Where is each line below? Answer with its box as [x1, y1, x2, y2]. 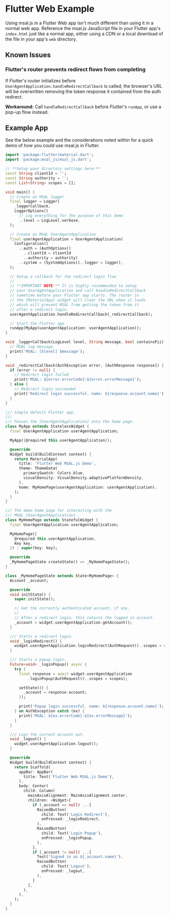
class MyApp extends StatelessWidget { [5, 424, 90, 429]
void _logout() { [10, 737, 47, 742]
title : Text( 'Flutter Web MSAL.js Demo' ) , [23, 774, 114, 779]
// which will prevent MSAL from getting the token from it [10, 302, 139, 307]
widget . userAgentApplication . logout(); [14, 741, 99, 746]
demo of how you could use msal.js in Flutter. [5, 143, 100, 149]
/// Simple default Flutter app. [5, 410, 76, 415]
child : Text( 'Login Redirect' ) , [41, 812, 110, 817]
